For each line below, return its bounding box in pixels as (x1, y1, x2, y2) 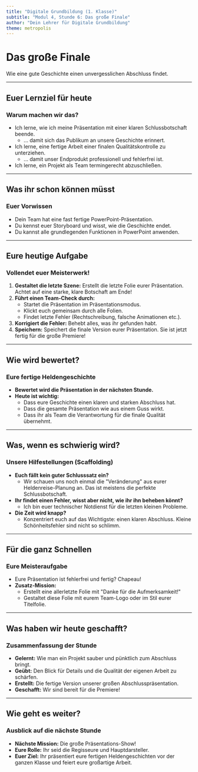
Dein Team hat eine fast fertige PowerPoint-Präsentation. (14, 215, 153, 222)
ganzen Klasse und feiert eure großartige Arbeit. (14, 758, 133, 766)
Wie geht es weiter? (6, 709, 81, 719)
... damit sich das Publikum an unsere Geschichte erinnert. (23, 137, 166, 144)
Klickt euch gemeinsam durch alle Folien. (23, 307, 124, 314)
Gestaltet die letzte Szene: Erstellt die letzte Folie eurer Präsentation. (14, 282, 184, 289)
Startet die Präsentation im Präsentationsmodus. (23, 301, 141, 308)
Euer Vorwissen (6, 202, 53, 211)
